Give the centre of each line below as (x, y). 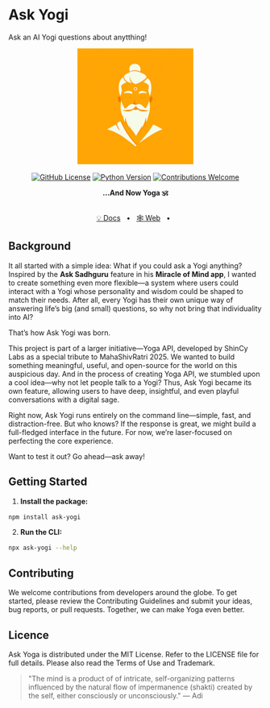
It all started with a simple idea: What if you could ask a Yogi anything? (125, 265)
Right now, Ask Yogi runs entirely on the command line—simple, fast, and (130, 415)
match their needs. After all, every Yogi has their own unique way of (121, 300)
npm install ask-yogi (45, 517)
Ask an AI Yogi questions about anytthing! (78, 37)
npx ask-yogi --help (43, 548)
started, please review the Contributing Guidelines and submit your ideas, (130, 601)
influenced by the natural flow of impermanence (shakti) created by (140, 687)
